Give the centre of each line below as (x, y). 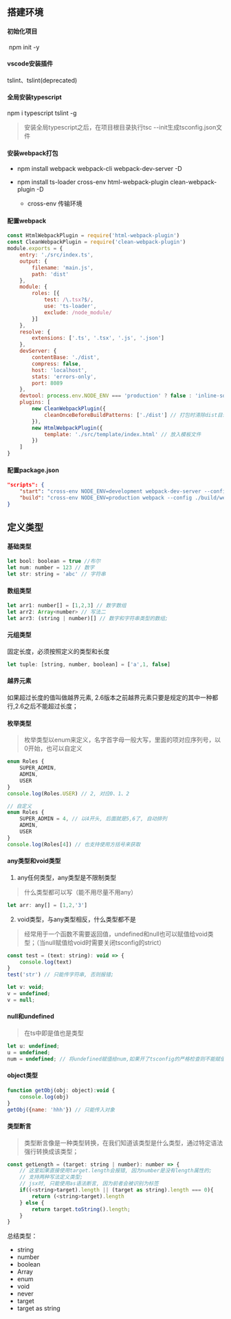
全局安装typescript (34, 97)
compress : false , (56, 364)
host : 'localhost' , (60, 370)
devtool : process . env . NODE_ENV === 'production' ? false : (106, 396)
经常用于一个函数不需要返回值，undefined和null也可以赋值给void (115, 934)
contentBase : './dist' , (66, 358)
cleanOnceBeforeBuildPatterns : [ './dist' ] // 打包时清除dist (131, 415)
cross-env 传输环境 (55, 204)
